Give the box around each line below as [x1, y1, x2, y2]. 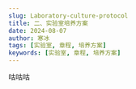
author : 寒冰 [8, 34, 50, 42]
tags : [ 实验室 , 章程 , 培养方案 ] [8, 42, 107, 50]
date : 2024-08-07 [8, 26, 67, 34]
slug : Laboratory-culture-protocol [8, 11, 129, 20]
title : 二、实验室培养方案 [8, 19, 89, 27]
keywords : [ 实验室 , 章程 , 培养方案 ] [8, 49, 121, 57]
